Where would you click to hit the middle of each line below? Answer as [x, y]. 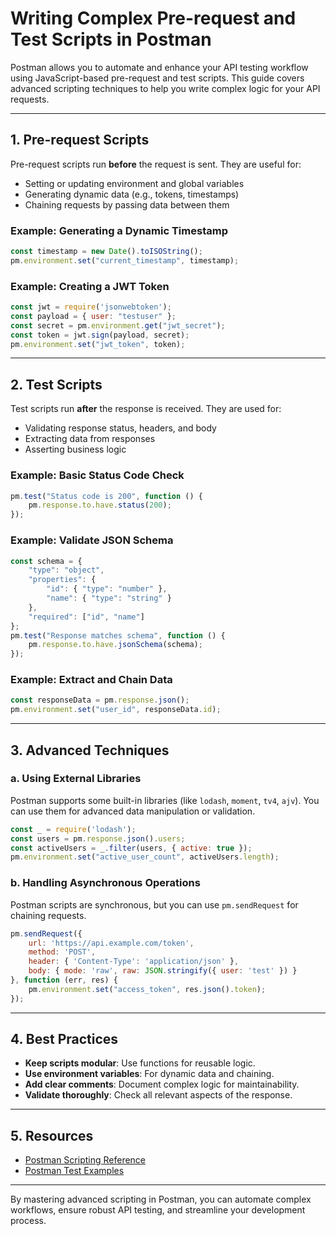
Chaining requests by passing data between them [127, 204]
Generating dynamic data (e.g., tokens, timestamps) [132, 194]
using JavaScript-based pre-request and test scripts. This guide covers [157, 78]
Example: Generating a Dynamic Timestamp [119, 230]
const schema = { [46, 561]
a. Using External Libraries [76, 779]
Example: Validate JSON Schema [92, 540]
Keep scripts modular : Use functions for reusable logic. [140, 1063]
